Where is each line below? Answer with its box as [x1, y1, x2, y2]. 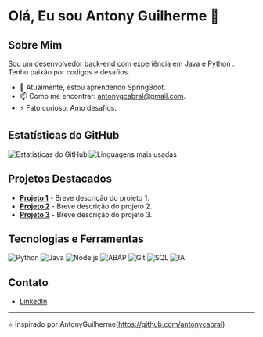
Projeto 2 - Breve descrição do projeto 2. [19, 201, 153, 211]
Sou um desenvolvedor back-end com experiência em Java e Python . [8, 59, 235, 68]
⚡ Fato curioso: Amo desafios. [19, 103, 117, 112]
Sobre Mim [8, 38, 63, 52]
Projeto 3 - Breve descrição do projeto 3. [19, 209, 153, 219]
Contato [8, 276, 49, 289]
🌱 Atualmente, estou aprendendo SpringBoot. [19, 82, 166, 92]
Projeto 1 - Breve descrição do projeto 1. [19, 193, 150, 202]
